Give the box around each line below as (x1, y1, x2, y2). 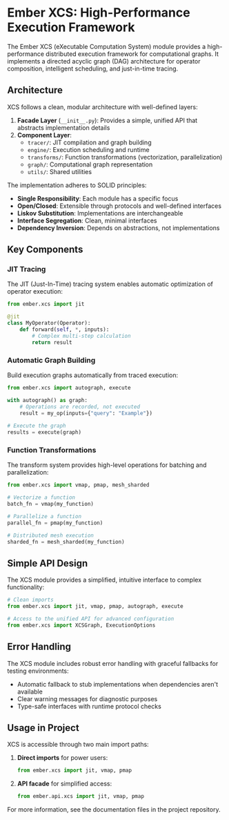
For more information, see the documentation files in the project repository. (7, 805, 221, 814)
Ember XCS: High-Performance (7, 5, 191, 21)
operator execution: (7, 287, 63, 296)
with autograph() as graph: (7, 397, 88, 403)
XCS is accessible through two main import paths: (7, 741, 150, 749)
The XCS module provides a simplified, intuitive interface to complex (7, 575, 202, 584)
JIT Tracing (7, 265, 46, 274)
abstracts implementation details (17, 123, 110, 132)
